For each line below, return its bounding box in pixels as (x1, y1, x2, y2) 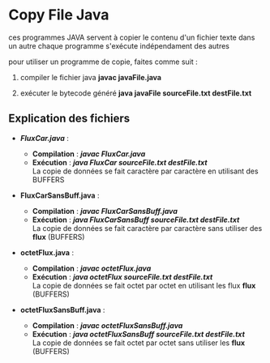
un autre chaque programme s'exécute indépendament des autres (8, 41, 229, 50)
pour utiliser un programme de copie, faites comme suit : (8, 57, 199, 66)
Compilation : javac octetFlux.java (32, 263, 152, 273)
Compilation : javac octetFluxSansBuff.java (32, 320, 183, 330)
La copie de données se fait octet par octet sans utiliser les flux (32, 338, 246, 348)
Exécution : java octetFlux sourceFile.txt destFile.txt (32, 271, 213, 281)
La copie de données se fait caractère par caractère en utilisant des (32, 166, 259, 176)
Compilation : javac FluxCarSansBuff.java (32, 206, 178, 216)
